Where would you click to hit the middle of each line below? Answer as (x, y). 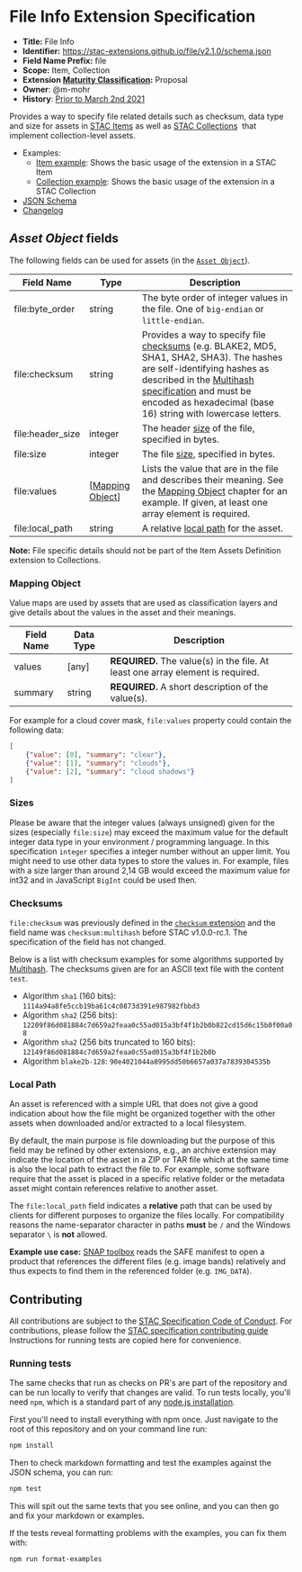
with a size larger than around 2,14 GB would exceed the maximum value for (150, 870)
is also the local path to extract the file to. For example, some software (139, 1169)
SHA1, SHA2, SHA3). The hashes (212, 357)
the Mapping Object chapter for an (214, 490)
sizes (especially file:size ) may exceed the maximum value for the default (149, 832)
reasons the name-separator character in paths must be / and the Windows (150, 1225)
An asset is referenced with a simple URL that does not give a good (134, 1104)
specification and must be (196, 391)
